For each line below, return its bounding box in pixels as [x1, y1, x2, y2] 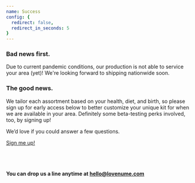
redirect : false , [11, 19, 54, 25]
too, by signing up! [6, 116, 52, 124]
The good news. [6, 84, 53, 92]
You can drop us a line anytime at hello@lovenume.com [6, 170, 145, 177]
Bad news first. [6, 50, 51, 58]
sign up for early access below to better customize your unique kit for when [6, 104, 190, 111]
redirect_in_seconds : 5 [11, 25, 69, 31]
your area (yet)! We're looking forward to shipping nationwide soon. [6, 69, 170, 76]
